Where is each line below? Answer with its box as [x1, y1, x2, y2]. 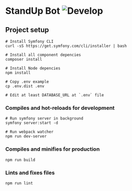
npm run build [5, 157, 36, 162]
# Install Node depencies [5, 66, 60, 71]
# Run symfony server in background [5, 116, 83, 121]
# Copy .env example [5, 79, 50, 84]
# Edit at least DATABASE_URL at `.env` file [5, 92, 104, 98]
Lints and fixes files [5, 169, 55, 176]
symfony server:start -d [5, 121, 58, 126]
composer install [5, 57, 42, 62]
